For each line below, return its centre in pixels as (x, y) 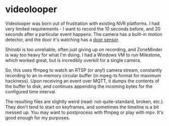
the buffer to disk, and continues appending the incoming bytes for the (79, 86)
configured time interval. (31, 91)
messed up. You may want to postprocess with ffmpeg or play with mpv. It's (84, 112)
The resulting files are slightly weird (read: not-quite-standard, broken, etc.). (85, 101)
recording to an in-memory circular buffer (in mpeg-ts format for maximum (83, 75)
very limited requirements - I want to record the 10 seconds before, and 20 (83, 28)
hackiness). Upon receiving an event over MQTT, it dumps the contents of (82, 81)
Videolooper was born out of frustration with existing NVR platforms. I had (82, 23)
